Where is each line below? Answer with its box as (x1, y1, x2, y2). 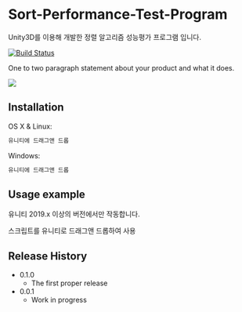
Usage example (8, 187, 86, 201)
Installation (8, 100, 64, 114)
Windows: (8, 151, 41, 160)
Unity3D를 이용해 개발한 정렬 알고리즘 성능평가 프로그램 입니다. (8, 32, 202, 42)
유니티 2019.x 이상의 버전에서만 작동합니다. (8, 209, 140, 219)
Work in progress (31, 296, 88, 305)
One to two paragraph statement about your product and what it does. (8, 63, 235, 72)
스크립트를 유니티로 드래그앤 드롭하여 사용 (8, 226, 136, 236)
